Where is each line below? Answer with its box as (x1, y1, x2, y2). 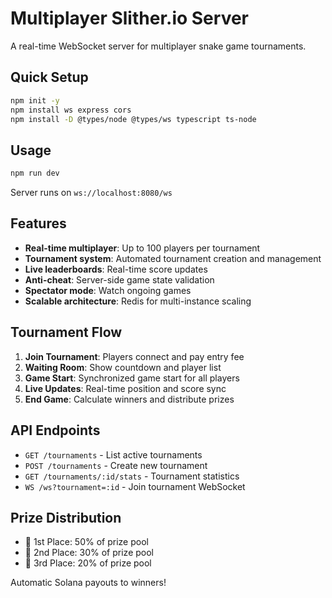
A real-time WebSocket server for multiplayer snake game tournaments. (10, 40, 307, 52)
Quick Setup (10, 69, 89, 86)
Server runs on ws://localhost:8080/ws (10, 187, 173, 199)
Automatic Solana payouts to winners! (10, 577, 167, 589)
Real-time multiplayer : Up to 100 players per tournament (24, 242, 261, 254)
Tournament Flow (10, 324, 123, 341)
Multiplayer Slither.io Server (10, 7, 249, 30)
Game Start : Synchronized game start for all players (24, 372, 240, 384)
